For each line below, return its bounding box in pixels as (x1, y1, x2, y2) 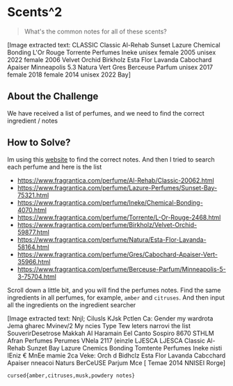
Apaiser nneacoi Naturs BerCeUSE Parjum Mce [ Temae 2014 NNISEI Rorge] (7, 358, 226, 366)
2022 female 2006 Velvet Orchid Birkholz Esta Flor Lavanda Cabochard (7, 55, 212, 63)
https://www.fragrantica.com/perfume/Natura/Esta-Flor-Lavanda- (17, 235, 207, 244)
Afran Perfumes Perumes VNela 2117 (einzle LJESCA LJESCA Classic (7, 336, 205, 345)
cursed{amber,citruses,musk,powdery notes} (7, 372, 136, 379)
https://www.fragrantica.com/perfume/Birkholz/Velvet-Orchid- (17, 220, 197, 229)
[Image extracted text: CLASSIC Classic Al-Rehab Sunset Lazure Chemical (7, 40, 220, 49)
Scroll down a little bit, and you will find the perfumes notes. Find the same (7, 286, 221, 294)
